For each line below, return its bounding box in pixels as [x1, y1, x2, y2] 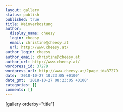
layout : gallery [5, 7, 39, 13]
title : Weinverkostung [5, 21, 53, 27]
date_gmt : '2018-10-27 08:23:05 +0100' [5, 78, 89, 83]
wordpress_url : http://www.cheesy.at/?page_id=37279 [5, 69, 118, 74]
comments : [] [5, 87, 33, 92]
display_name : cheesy [10, 31, 55, 36]
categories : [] [5, 82, 37, 87]
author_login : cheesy [5, 49, 51, 54]
